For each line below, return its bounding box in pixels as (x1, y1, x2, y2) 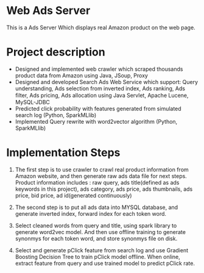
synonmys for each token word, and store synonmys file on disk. (15, 235, 178, 242)
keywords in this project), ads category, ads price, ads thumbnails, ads (15, 185, 193, 193)
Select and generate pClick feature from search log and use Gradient (15, 246, 189, 253)
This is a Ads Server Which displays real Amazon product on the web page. (6, 24, 196, 31)
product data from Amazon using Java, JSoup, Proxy (15, 71, 148, 79)
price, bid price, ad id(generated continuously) (15, 191, 132, 199)
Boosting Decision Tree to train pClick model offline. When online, (15, 253, 181, 260)
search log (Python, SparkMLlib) (15, 111, 97, 119)
